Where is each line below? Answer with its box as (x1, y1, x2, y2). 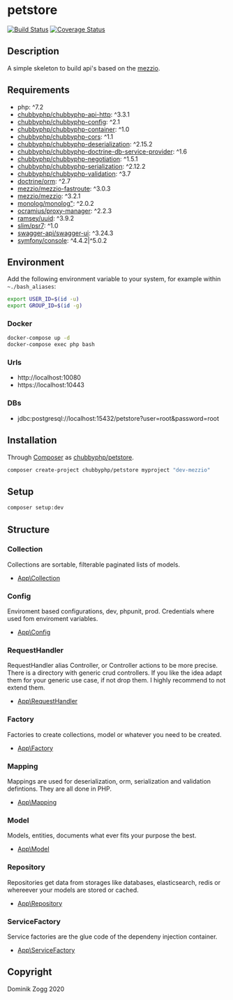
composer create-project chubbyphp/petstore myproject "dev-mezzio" (7, 466, 211, 473)
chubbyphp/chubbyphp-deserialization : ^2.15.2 (17, 140, 153, 148)
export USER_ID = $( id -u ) (7, 296, 80, 303)
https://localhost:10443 (17, 381, 85, 389)
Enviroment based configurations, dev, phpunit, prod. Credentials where (7, 607, 215, 615)
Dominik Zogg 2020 (7, 985, 65, 993)
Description (7, 45, 59, 57)
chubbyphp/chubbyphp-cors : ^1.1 (17, 132, 114, 141)
